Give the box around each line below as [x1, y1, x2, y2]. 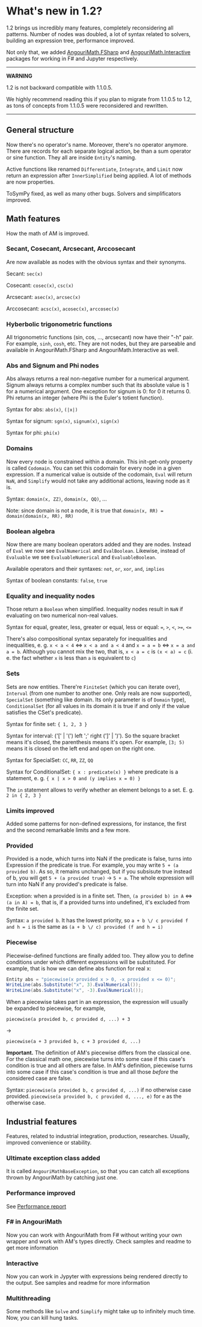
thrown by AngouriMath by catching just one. [6, 1174, 118, 1181]
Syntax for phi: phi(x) [6, 429, 60, 437]
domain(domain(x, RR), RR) [6, 513, 74, 519]
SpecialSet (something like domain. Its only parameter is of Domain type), [6, 696, 186, 703]
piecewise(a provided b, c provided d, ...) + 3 [6, 1017, 130, 1023]
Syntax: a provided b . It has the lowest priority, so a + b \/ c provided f [6, 917, 188, 924]
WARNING [6, 72, 32, 79]
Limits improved [6, 806, 55, 814]
